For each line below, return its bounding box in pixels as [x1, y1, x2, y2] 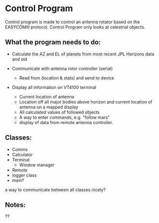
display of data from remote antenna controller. [19, 119, 114, 125]
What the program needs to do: [5, 38, 101, 47]
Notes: [5, 201, 26, 209]
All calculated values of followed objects [19, 109, 100, 115]
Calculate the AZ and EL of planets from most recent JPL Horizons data [12, 51, 155, 57]
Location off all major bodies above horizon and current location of [19, 99, 152, 105]
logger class [12, 172, 37, 178]
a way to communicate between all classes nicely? [5, 187, 106, 192]
